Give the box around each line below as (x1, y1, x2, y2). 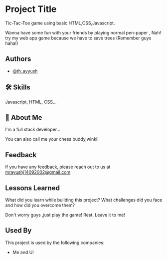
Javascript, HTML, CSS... (5, 99, 57, 105)
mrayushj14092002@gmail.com (5, 169, 71, 175)
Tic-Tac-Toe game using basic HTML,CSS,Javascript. (5, 20, 115, 26)
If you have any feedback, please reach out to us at (5, 164, 111, 170)
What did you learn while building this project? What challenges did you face (5, 197, 163, 203)
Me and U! (12, 249, 34, 255)
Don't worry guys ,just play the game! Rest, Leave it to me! (5, 212, 126, 218)
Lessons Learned (5, 184, 60, 192)
